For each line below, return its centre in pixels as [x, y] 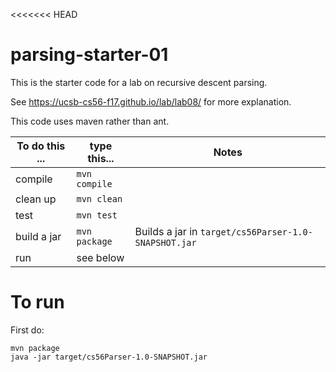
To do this [41, 146]
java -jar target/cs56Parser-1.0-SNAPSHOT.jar [109, 357]
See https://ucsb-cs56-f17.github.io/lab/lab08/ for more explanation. [151, 101]
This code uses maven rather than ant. [90, 121]
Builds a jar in [166, 231]
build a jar [38, 236]
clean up [36, 199]
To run [37, 302]
